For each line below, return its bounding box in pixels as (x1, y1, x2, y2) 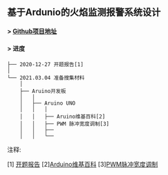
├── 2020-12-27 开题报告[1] (7, 61, 84, 68)
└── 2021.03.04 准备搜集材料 (7, 74, 85, 81)
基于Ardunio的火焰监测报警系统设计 (7, 6, 161, 19)
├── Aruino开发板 (19, 88, 66, 95)
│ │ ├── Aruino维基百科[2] (19, 113, 106, 121)
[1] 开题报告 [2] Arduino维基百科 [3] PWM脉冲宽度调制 (7, 161, 158, 169)
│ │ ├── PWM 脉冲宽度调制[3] (19, 121, 110, 127)
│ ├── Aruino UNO (19, 100, 76, 107)
